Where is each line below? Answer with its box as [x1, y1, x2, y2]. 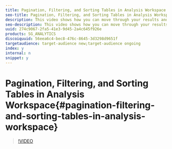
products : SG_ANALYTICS [5, 31, 56, 36]
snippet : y [5, 55, 29, 61]
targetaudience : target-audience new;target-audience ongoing [5, 41, 141, 46]
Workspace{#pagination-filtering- [5, 99, 155, 111]
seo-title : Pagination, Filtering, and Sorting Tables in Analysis [5, 12, 153, 17]
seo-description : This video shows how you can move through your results [5, 22, 168, 27]
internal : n [5, 50, 31, 55]
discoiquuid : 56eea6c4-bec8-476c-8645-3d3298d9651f [5, 36, 118, 42]
